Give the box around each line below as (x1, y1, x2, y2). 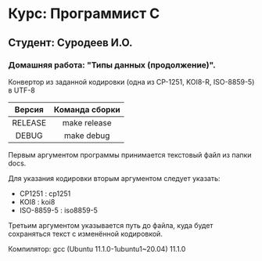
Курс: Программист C (8, 5, 160, 23)
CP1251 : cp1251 (19, 189, 71, 198)
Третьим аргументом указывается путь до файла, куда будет (8, 220, 214, 230)
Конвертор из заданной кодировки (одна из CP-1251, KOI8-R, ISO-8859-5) (8, 77, 255, 86)
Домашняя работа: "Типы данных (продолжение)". (8, 60, 217, 71)
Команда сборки (53, 103, 120, 114)
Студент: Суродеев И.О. (8, 36, 133, 49)
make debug (63, 130, 110, 141)
